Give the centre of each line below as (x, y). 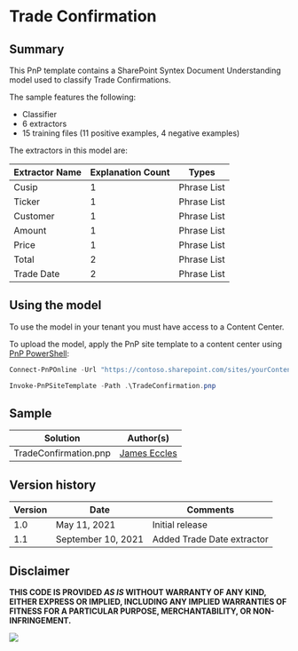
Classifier (39, 114)
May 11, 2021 (86, 525)
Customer (34, 216)
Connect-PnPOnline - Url (53, 369)
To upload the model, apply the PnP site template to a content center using (145, 344)
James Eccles (148, 453)
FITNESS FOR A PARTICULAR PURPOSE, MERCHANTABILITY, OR (130, 611)
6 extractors (44, 123)
